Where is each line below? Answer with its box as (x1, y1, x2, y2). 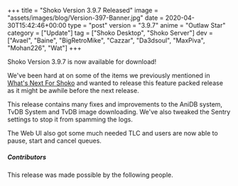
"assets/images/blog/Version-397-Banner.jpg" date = (7, 13, 164, 22)
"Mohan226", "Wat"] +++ (7, 44, 82, 52)
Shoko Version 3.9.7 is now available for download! (7, 58, 157, 66)
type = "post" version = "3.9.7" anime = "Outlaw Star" (67, 21, 226, 29)
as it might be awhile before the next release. (7, 87, 140, 94)
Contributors (7, 153, 47, 161)
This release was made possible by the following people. (7, 170, 173, 179)
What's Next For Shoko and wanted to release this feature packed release (7, 79, 224, 87)
